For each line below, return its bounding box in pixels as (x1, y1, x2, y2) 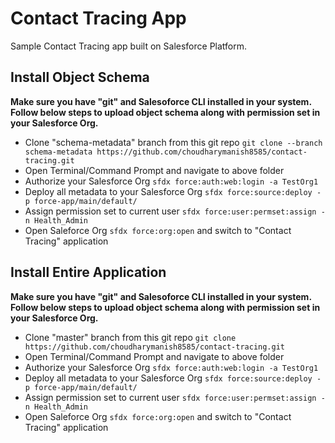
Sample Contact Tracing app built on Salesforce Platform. (10, 40, 248, 52)
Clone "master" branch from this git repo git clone (24, 331, 237, 343)
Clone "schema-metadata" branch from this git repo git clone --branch (24, 136, 323, 148)
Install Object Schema (10, 69, 150, 86)
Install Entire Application (10, 264, 167, 281)
